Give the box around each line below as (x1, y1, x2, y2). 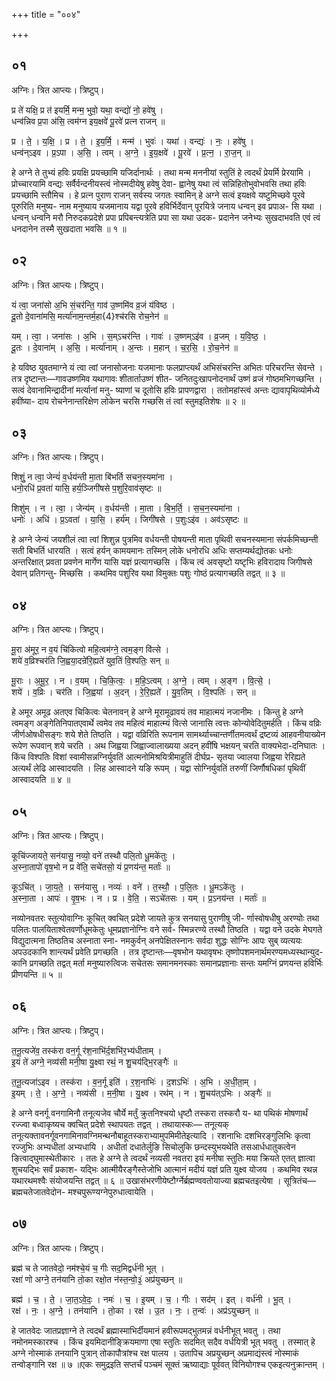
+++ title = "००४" (11, 9, 81, 20)
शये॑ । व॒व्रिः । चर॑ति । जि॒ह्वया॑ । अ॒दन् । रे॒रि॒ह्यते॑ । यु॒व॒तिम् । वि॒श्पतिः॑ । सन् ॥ (11, 686, 256, 698)
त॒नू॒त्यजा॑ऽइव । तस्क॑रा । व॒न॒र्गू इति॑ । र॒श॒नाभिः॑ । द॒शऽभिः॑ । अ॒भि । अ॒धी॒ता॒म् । (11, 1075, 258, 1088)
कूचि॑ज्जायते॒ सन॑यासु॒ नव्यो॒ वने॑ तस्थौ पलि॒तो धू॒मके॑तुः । (11, 850, 176, 862)
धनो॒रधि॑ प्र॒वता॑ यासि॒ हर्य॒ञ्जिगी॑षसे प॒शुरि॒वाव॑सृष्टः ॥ (11, 482, 162, 494)
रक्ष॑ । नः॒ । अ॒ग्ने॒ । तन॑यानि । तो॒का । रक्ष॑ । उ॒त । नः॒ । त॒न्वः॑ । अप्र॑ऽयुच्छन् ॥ (11, 1304, 259, 1316)
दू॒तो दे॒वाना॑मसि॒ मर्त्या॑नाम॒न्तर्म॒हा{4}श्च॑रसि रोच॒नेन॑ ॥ (11, 310, 168, 322)
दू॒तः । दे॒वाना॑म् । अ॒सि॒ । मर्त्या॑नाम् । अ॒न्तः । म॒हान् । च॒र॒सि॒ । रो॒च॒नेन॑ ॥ (11, 341, 239, 353)
